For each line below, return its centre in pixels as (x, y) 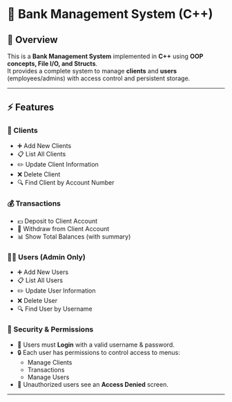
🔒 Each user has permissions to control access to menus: (99, 352)
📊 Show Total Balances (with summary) (74, 236)
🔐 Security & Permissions (50, 329)
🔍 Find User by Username (55, 309)
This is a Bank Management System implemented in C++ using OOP (105, 56)
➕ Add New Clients (44, 145)
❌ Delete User (37, 301)
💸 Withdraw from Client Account (63, 228)
